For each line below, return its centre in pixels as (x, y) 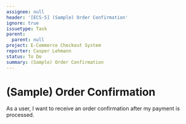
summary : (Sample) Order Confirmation (55, 62)
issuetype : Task (27, 29)
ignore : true (23, 23)
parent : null (28, 40)
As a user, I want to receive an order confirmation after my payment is (93, 108)
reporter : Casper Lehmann (39, 51)
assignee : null (25, 12)
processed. (20, 115)
